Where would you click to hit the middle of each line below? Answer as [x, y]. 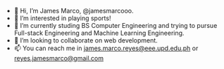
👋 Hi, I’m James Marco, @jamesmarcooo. [74, 11]
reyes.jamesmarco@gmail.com [59, 58]
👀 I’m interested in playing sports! [62, 18]
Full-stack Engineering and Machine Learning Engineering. [99, 33]
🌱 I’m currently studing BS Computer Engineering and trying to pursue [116, 25]
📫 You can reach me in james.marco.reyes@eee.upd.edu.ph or [106, 48]
